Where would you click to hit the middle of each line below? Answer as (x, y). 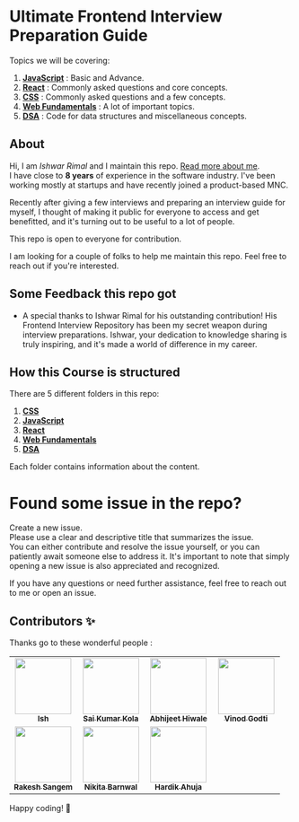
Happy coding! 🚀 (40, 809)
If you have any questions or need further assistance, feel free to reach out (148, 583)
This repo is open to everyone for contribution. (96, 239)
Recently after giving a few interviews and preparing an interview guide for (147, 202)
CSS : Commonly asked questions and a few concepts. (124, 97)
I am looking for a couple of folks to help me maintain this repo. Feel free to (148, 256)
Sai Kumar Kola (111, 719)
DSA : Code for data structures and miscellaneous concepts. (134, 116)
